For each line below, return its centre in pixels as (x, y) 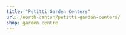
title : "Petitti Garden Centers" (48, 12)
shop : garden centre (32, 23)
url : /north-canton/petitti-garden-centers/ (63, 17)
